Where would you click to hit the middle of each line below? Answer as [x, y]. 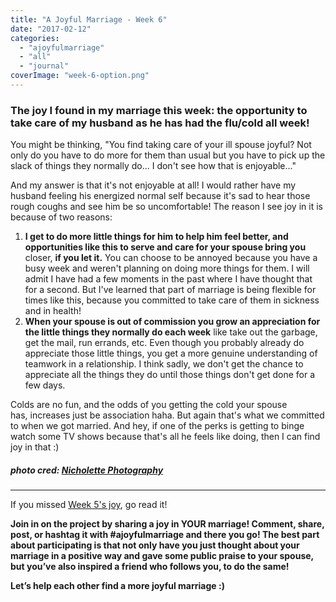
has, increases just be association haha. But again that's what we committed [167, 415]
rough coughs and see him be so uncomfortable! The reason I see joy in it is [166, 207]
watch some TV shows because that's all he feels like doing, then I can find [165, 437]
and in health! [53, 311]
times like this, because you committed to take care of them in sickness [172, 300]
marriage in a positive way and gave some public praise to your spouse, [162, 556]
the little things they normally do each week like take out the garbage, [171, 332]
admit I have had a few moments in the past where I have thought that [168, 279]
